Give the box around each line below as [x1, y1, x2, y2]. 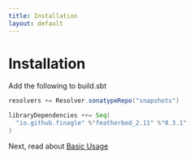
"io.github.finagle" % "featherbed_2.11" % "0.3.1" [15, 119, 187, 127]
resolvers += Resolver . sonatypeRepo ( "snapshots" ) [8, 97, 180, 105]
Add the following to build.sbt [8, 81, 107, 91]
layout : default [8, 19, 63, 28]
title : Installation [8, 11, 79, 20]
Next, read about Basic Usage [8, 141, 109, 151]
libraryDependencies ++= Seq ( [8, 111, 111, 120]
